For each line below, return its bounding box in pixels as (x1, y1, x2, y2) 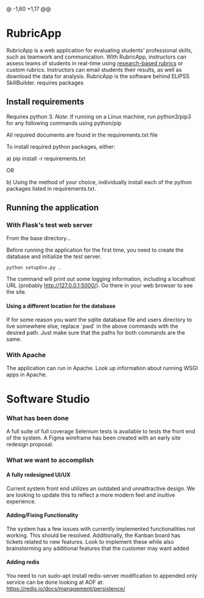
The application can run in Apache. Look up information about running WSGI (6, 364, 198, 371)
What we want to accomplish (6, 456, 94, 465)
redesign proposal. (6, 441, 54, 448)
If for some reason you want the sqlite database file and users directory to (6, 316, 192, 323)
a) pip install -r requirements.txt (6, 155, 86, 162)
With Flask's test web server (6, 221, 93, 229)
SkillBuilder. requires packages (6, 79, 84, 86)
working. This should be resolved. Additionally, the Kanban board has (6, 532, 181, 539)
